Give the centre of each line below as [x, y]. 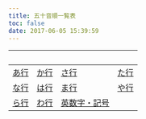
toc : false [27, 23]
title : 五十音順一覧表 [42, 16]
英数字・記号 [86, 103]
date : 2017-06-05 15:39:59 [54, 31]
